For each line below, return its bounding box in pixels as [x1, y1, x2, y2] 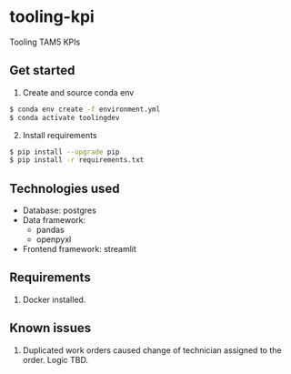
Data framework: [22, 215, 86, 226]
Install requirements [22, 129, 97, 140]
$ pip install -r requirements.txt [9, 156, 145, 165]
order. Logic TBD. [22, 354, 89, 365]
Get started [9, 63, 75, 78]
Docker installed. [22, 294, 86, 305]
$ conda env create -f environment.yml [9, 105, 161, 114]
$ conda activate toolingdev [9, 113, 120, 122]
